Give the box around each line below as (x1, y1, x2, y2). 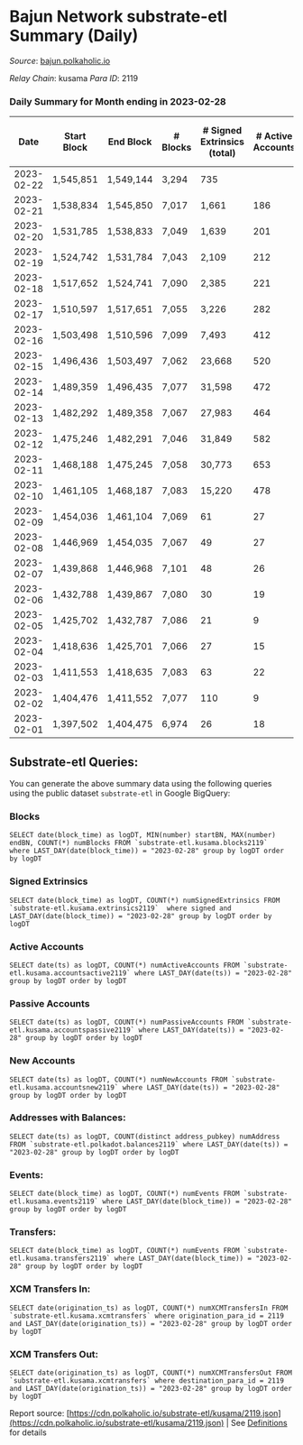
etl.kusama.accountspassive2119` (9, 1026, 135, 1035)
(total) (208, 147, 236, 160)
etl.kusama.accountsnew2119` (9, 1082, 119, 1092)
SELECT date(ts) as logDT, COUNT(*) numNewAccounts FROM (9, 1075, 228, 1084)
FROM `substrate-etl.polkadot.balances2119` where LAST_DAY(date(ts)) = (9, 1139, 289, 1149)
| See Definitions (225, 1418, 288, 1429)
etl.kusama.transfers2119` (9, 1254, 111, 1264)
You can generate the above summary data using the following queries (9, 778, 272, 789)
